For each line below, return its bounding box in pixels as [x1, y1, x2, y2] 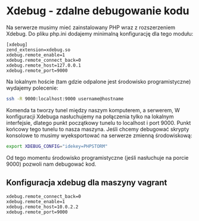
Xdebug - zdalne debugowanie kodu [6, 4, 189, 18]
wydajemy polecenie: [6, 84, 58, 91]
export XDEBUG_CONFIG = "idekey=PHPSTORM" [6, 143, 108, 149]
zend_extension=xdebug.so [6, 46, 70, 53]
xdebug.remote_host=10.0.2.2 [6, 204, 79, 210]
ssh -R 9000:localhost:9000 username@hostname [6, 96, 124, 102]
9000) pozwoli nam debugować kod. [6, 160, 97, 168]
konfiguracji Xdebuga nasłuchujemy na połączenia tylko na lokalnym [6, 113, 174, 120]
